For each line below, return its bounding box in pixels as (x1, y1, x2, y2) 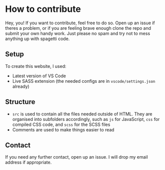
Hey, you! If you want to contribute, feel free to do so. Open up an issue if (5, 20, 155, 26)
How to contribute (5, 3, 81, 15)
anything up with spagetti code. (5, 36, 70, 42)
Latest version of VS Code (12, 73, 66, 79)
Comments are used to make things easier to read (12, 126, 115, 132)
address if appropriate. (5, 160, 52, 166)
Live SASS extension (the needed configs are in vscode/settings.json (12, 78, 156, 84)
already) (12, 83, 30, 89)
